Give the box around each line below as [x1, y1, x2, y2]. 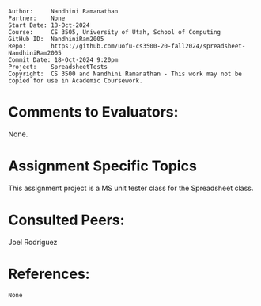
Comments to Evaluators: [8, 103, 179, 121]
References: [8, 266, 90, 283]
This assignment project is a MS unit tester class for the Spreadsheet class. [8, 183, 254, 193]
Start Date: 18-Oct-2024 [8, 21, 90, 29]
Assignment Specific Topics [8, 157, 198, 175]
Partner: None [8, 14, 66, 22]
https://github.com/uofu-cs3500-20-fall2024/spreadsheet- [50, 42, 246, 50]
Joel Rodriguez [8, 237, 58, 247]
